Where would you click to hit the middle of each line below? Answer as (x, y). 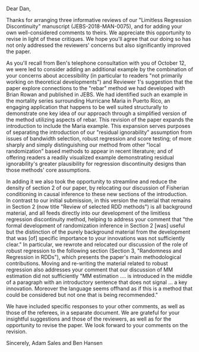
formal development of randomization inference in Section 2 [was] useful (96, 225)
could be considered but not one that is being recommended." (82, 295)
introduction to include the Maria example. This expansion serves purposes (98, 126)
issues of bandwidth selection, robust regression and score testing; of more (99, 138)
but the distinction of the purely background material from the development (98, 232)
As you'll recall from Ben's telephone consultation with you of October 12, (96, 63)
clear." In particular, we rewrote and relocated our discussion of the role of (97, 244)
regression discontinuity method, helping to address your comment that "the (99, 219)
